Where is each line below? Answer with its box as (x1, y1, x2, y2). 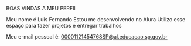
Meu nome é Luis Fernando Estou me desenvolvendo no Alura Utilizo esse (6, 16, 186, 22)
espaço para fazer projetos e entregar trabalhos (6, 22, 122, 29)
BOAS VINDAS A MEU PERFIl (6, 5, 76, 11)
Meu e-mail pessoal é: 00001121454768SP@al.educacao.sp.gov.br (6, 33, 168, 40)
